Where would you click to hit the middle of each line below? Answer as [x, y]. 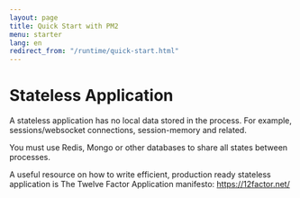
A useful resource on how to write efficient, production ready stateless [141, 175]
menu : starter [36, 34]
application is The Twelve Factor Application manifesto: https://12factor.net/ [150, 184]
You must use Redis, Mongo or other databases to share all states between [149, 148]
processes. [30, 157]
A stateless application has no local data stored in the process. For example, [151, 121]
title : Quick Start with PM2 [64, 26]
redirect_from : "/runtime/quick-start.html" [94, 51]
